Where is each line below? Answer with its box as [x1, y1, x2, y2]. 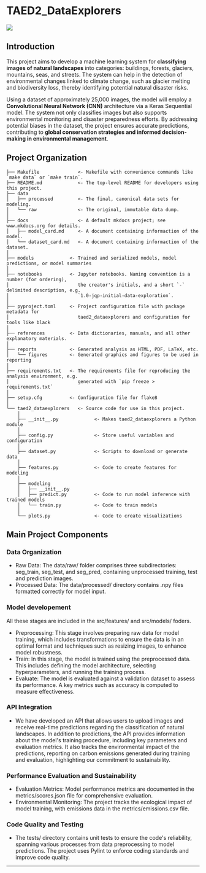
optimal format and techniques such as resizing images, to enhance [15, 642, 187, 650]
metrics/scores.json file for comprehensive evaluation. [15, 792, 153, 799]
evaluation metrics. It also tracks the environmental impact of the [15, 743, 180, 750]
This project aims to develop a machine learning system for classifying [6, 58, 186, 65]
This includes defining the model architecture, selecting [15, 661, 156, 669]
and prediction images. [15, 575, 74, 582]
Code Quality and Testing [6, 820, 84, 829]
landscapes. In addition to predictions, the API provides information [15, 730, 186, 737]
